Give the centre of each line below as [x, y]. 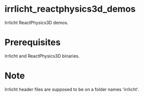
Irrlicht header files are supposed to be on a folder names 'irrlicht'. [72, 89]
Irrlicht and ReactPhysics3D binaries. [42, 56]
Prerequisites [33, 42]
